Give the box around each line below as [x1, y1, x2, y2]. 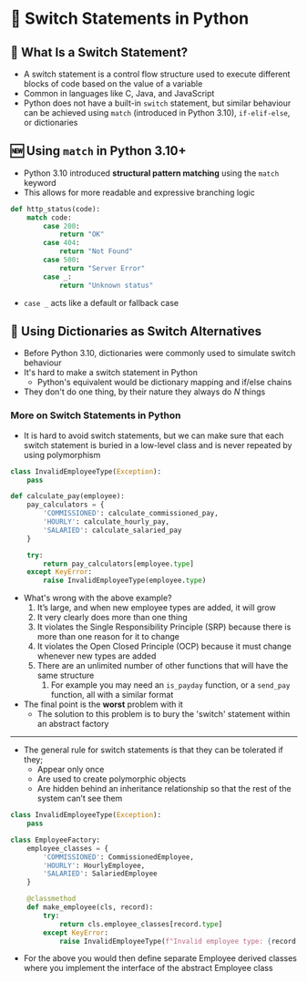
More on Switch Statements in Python [10, 409, 181, 422]
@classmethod [26, 895, 77, 904]
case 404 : [43, 239, 80, 248]
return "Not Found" [58, 247, 133, 256]
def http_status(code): [10, 204, 101, 213]
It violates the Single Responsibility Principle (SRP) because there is [36, 621, 292, 632]
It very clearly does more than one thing [36, 612, 188, 623]
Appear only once [36, 764, 105, 775]
